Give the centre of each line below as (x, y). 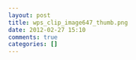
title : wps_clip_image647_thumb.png (68, 23)
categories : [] (33, 44)
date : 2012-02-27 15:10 (47, 30)
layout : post (29, 15)
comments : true (33, 37)
